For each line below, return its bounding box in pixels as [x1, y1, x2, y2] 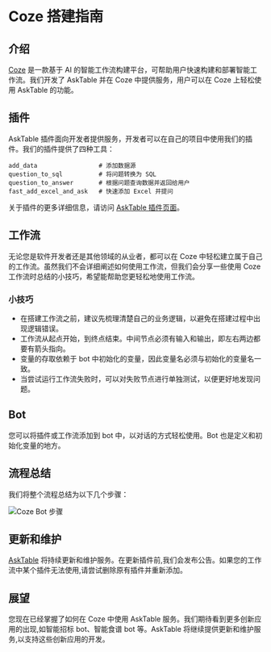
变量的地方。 [22, 441, 65, 450]
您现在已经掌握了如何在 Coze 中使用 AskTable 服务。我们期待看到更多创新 [8, 614, 255, 624]
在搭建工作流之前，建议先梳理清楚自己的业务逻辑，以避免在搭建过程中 [19, 313, 254, 323]
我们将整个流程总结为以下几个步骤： [8, 489, 129, 499]
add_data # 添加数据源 [8, 161, 136, 169]
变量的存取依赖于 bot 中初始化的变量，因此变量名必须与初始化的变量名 [19, 353, 255, 363]
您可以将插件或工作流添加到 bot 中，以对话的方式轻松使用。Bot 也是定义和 [8, 430, 256, 440]
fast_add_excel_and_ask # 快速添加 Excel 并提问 [8, 187, 173, 195]
